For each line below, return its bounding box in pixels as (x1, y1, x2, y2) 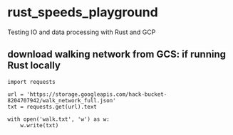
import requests (7, 78, 56, 85)
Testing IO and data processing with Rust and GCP (7, 28, 156, 36)
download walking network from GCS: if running (7, 48, 227, 60)
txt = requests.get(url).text (7, 103, 98, 110)
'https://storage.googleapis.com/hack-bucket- (26, 90, 167, 98)
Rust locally (7, 60, 61, 72)
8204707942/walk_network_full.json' (7, 97, 116, 104)
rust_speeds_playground (7, 4, 158, 21)
